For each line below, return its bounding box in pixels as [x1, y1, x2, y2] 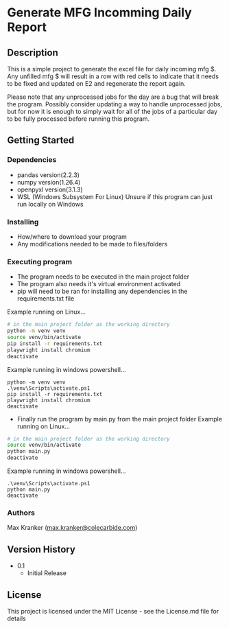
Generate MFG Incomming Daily [7, 5, 192, 21]
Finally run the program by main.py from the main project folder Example [16, 415, 223, 423]
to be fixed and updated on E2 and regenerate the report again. [7, 80, 186, 87]
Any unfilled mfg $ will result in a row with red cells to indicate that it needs [7, 72, 219, 80]
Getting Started [7, 135, 75, 146]
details [7, 614, 26, 623]
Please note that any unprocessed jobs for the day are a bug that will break [7, 93, 219, 101]
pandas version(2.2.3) [16, 170, 80, 179]
